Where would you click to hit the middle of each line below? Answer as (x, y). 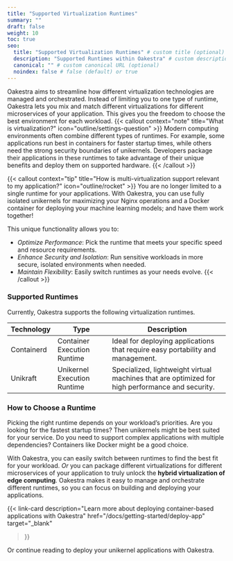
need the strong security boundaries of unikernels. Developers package (110, 150)
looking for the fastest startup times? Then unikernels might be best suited (114, 430)
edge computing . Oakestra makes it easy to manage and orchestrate (106, 481)
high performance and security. (163, 387)
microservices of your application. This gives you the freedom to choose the (116, 113)
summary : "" (24, 20)
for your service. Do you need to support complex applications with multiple (115, 438)
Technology (31, 329)
